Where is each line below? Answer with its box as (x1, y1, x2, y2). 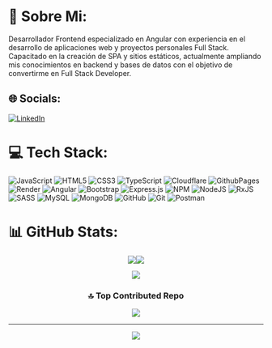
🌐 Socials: (8, 92, 62, 106)
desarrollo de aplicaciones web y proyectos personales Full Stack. (8, 42, 229, 52)
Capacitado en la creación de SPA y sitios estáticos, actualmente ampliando (8, 51, 261, 61)
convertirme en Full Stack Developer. (8, 68, 132, 78)
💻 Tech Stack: (8, 143, 108, 161)
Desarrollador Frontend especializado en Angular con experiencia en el (8, 34, 245, 44)
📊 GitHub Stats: (8, 223, 119, 241)
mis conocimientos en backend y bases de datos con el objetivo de (8, 60, 233, 70)
